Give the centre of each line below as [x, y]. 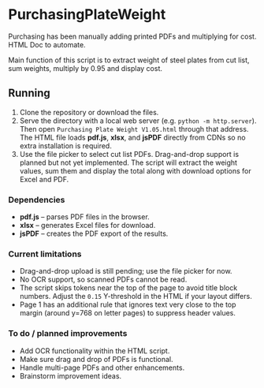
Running [30, 93]
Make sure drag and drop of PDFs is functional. [96, 359]
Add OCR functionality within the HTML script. [95, 351]
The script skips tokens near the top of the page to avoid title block [128, 288]
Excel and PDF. [44, 179]
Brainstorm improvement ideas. [71, 375]
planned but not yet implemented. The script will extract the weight [128, 162]
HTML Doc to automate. [47, 44]
